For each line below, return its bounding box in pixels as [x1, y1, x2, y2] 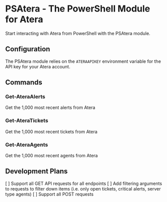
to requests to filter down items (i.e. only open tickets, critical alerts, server [5, 185, 161, 191]
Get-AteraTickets [5, 117, 48, 124]
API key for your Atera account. [5, 63, 71, 69]
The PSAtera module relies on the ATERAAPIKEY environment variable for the [5, 58, 161, 64]
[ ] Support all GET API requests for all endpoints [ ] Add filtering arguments [5, 180, 162, 186]
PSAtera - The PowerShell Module [5, 3, 150, 15]
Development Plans [5, 167, 68, 176]
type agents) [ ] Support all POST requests [5, 191, 94, 197]
